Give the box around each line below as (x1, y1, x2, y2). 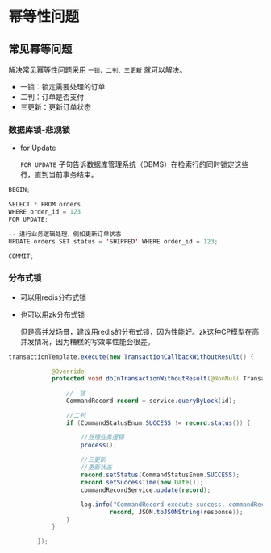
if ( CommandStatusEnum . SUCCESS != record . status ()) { (65, 418, 251, 427)
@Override (51, 368, 85, 376)
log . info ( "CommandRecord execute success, (80, 501, 226, 509)
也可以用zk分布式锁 (19, 310, 85, 319)
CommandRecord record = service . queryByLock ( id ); (65, 397, 236, 405)
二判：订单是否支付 (19, 92, 85, 102)
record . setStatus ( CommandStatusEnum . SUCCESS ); (80, 471, 240, 480)
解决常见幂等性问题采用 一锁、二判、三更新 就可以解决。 (8, 65, 187, 74)
